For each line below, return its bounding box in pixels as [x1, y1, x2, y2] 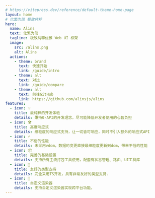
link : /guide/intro [18, 69, 59, 74]
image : [10, 40, 24, 45]
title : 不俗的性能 [14, 139, 49, 144]
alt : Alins [14, 49, 37, 54]
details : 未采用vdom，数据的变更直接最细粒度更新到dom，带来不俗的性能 [14, 143, 148, 149]
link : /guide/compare [18, 82, 64, 87]
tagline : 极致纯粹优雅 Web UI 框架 [10, 36, 79, 41]
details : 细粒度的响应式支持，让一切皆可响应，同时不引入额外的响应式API [14, 129, 150, 134]
